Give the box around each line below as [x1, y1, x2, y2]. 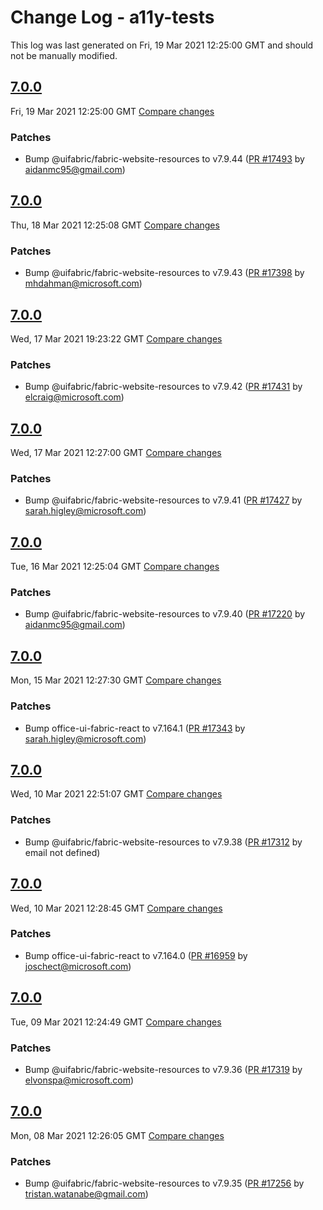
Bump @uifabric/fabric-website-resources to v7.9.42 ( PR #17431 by [24, 381, 303, 393]
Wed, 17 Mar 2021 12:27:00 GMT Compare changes [10, 447, 222, 459]
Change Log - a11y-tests [10, 6, 215, 29]
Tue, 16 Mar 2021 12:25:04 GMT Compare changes [10, 561, 220, 573]
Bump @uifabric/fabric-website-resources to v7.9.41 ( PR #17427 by [24, 494, 303, 506]
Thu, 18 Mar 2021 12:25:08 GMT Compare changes [10, 219, 220, 231]
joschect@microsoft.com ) [24, 960, 132, 972]
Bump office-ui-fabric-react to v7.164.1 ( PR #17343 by [24, 722, 246, 734]
